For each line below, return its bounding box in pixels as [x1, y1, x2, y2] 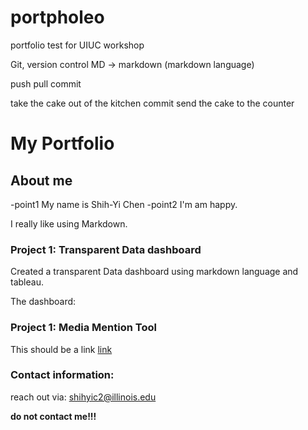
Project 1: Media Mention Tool [10, 321, 157, 335]
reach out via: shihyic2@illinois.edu [10, 391, 157, 403]
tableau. [10, 276, 44, 288]
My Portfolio [10, 132, 115, 155]
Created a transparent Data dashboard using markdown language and [10, 266, 299, 278]
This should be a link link [10, 343, 113, 355]
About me [10, 172, 73, 189]
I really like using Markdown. [10, 217, 128, 230]
